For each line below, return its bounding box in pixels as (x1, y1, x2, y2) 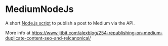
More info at (5, 29, 31, 35)
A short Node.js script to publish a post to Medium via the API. (5, 20, 135, 26)
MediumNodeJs (5, 3, 74, 15)
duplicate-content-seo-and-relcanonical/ (5, 35, 91, 41)
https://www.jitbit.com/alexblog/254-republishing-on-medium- (31, 29, 163, 35)
